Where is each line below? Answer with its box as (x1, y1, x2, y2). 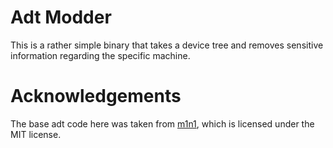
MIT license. (10, 128, 62, 140)
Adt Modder (10, 6, 112, 29)
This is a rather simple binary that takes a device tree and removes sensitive (10, 39, 324, 51)
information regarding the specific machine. (10, 49, 191, 61)
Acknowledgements (10, 85, 182, 108)
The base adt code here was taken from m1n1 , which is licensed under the (10, 117, 315, 130)
